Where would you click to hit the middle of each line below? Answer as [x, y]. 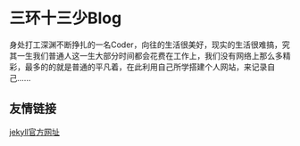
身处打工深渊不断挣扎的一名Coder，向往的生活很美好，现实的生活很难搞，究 [150, 45]
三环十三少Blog [66, 18]
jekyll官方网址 [34, 132]
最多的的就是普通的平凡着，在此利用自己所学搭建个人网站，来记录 [146, 67]
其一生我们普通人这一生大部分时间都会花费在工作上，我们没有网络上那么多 [146, 55]
